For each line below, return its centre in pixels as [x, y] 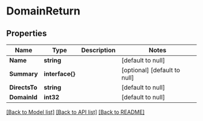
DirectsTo [23, 87]
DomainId [24, 97]
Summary [24, 74]
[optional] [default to [150, 70]
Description [98, 50]
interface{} [60, 74]
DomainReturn [43, 11]
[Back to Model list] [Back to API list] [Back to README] [76, 112]
